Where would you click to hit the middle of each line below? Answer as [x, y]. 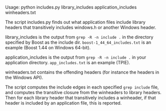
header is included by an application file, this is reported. [64, 103]
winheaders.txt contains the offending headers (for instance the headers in [82, 72]
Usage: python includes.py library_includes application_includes [71, 7]
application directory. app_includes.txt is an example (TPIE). [68, 62]
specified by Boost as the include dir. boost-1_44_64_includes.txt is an [78, 42]
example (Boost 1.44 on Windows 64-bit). [48, 48]
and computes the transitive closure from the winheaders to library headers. [83, 92]
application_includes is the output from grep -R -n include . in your [76, 57]
